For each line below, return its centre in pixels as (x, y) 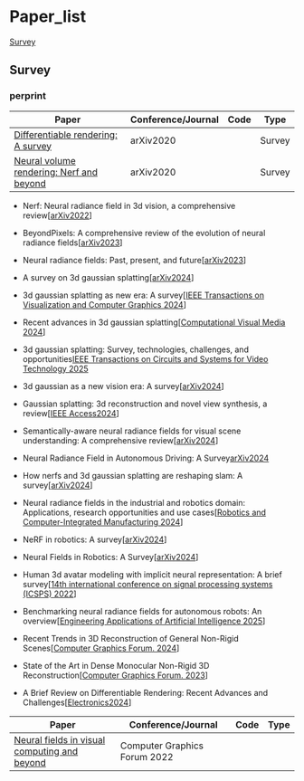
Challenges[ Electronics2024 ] (77, 702)
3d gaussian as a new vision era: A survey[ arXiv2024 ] (123, 386)
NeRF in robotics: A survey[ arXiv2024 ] (95, 539)
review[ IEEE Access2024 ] (71, 413)
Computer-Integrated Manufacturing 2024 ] (103, 521)
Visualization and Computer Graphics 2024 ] (104, 304)
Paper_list (48, 17)
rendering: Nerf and (56, 172)
